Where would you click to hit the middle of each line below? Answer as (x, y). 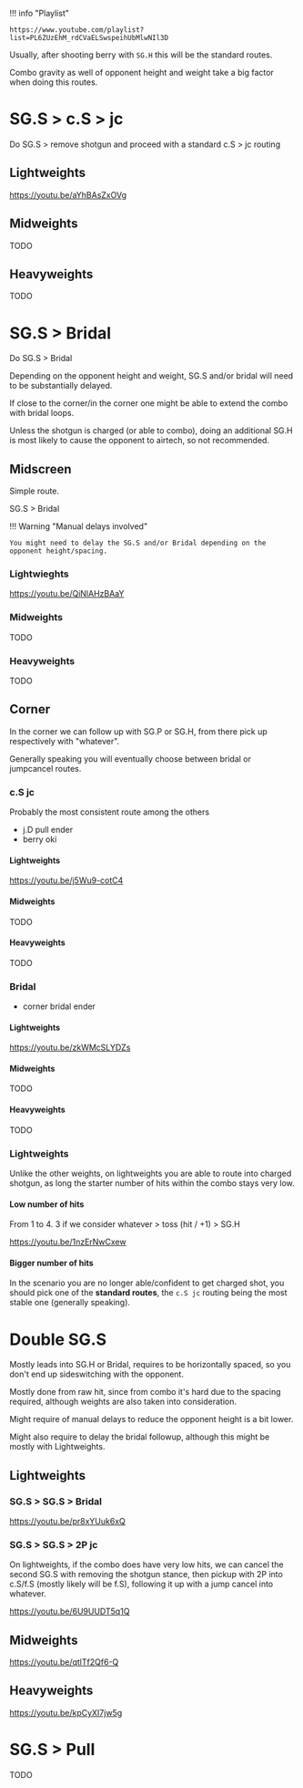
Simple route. (35, 491)
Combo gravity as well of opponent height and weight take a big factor (142, 73)
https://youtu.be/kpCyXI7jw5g (66, 1712)
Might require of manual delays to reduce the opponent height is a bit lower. (151, 1419)
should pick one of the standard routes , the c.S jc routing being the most (149, 1293)
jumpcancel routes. (45, 768)
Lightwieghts (40, 574)
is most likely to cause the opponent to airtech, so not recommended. (140, 441)
